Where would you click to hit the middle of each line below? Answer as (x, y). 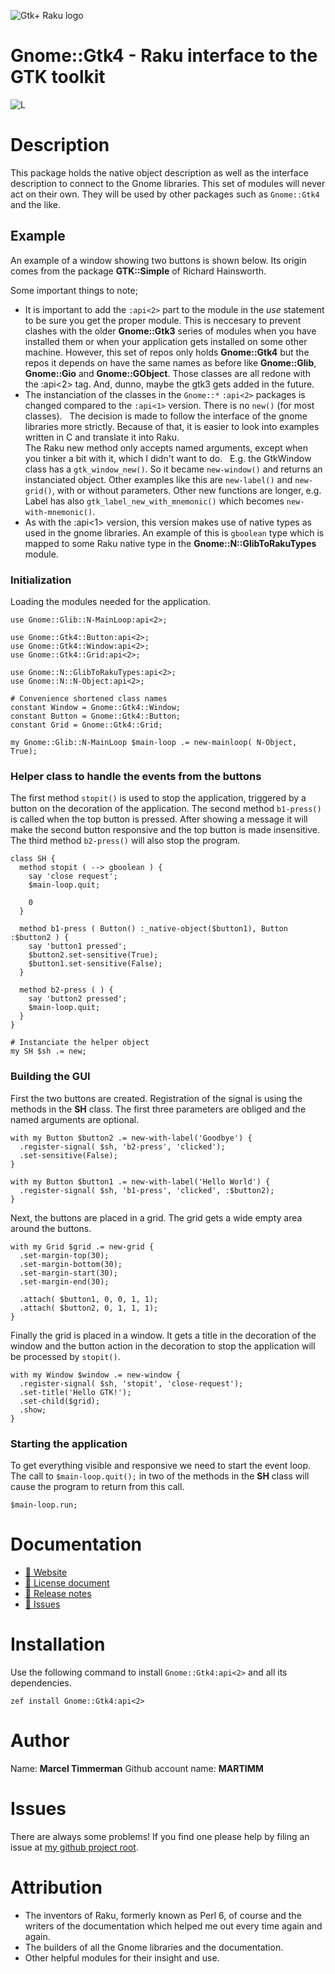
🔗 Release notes (58, 1593)
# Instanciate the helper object (80, 1043)
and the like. (35, 204)
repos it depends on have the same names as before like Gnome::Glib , (170, 362)
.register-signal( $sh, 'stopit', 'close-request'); (131, 1383)
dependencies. (41, 1682)
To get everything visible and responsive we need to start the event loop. (161, 1465)
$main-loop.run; (44, 1505)
